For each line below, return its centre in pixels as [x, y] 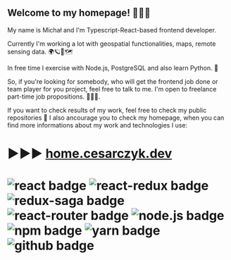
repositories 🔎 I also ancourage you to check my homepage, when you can [116, 118]
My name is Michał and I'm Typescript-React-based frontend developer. [112, 30]
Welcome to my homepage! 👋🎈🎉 [79, 13]
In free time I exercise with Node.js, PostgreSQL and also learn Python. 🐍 [113, 68]
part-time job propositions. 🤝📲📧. [54, 97]
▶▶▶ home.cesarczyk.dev [90, 154]
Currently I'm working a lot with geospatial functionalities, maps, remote [112, 44]
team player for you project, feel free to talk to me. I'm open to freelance [112, 89]
